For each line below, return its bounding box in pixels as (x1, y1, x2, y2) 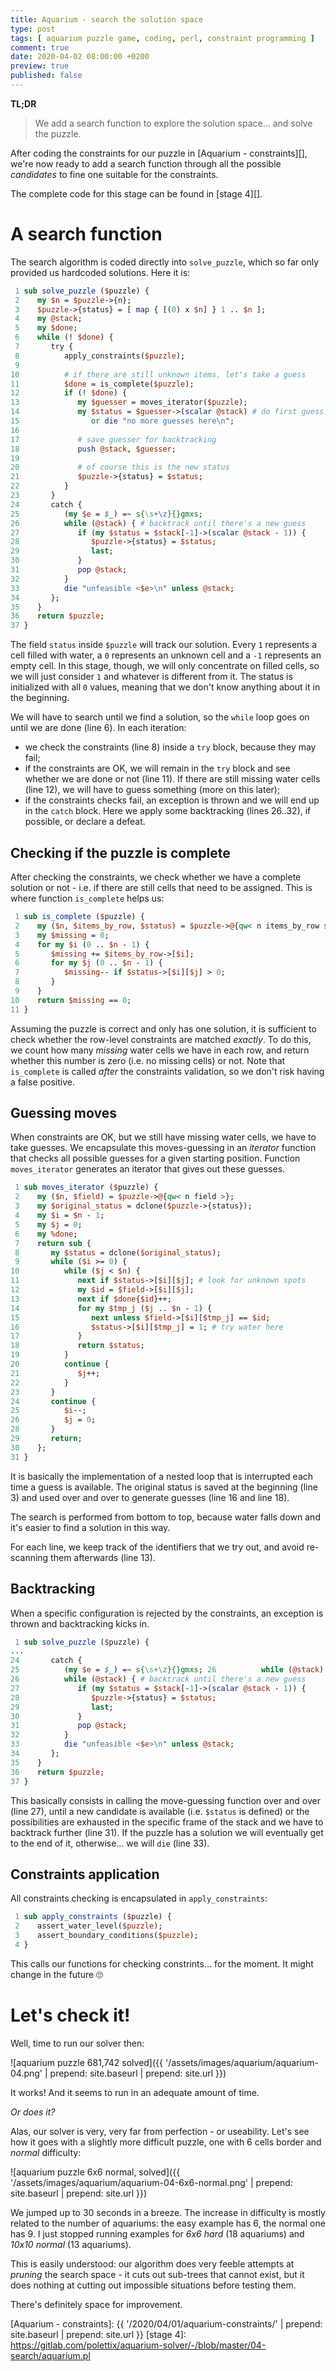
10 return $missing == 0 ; (10, 995, 132, 1005)
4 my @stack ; (14, 314, 83, 324)
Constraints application (10, 1866, 160, 1883)
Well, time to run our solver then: (10, 2037, 145, 2049)
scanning (10, 1551, 49, 1563)
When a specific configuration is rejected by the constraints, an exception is (10, 1607, 324, 1619)
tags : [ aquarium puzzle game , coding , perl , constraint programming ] (10, 33, 315, 43)
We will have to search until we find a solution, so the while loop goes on (10, 711, 310, 723)
